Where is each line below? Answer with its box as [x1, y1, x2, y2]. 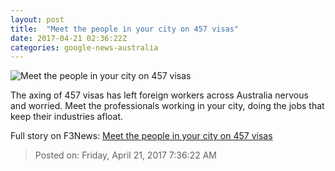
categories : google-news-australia [10, 42, 159, 53]
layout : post [10, 14, 65, 25]
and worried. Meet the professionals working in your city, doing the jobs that [10, 100, 325, 112]
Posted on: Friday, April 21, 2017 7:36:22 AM [34, 149, 217, 161]
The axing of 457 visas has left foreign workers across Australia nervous [10, 89, 309, 101]
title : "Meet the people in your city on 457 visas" [10, 24, 240, 34]
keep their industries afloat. [10, 111, 124, 123]
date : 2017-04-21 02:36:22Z [10, 33, 128, 43]
